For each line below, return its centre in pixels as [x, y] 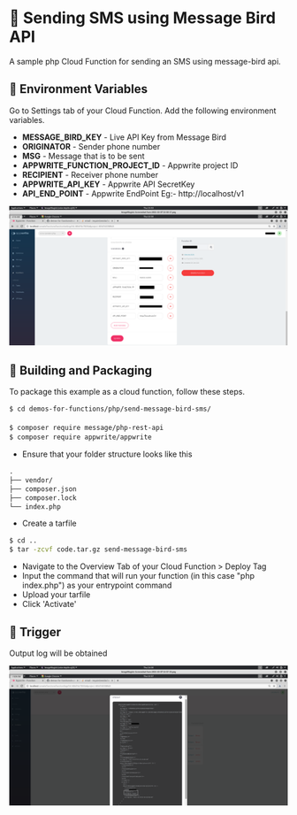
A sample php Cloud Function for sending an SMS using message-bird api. [145, 61]
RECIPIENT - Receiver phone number [90, 174]
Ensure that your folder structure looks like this [107, 454]
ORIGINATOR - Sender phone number [91, 146]
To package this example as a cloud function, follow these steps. [127, 392]
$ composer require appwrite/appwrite [80, 437]
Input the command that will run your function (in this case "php [138, 576]
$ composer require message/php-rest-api [87, 427]
